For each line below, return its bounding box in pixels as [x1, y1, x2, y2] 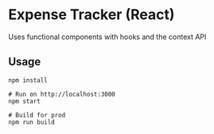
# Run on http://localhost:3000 [8, 90, 115, 98]
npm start [8, 97, 41, 105]
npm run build [8, 118, 56, 126]
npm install [8, 76, 48, 85]
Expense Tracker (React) [8, 6, 175, 24]
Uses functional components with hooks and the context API [8, 32, 207, 41]
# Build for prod [8, 111, 66, 119]
